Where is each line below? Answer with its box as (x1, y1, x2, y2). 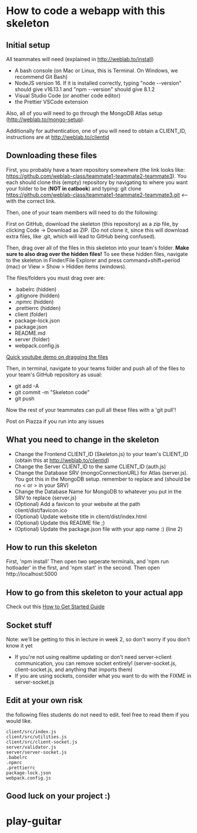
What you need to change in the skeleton (6, 435, 159, 445)
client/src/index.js (6, 728, 57, 735)
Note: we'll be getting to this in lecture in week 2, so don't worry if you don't (6, 636, 190, 643)
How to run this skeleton (6, 542, 97, 552)
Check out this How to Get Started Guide (6, 603, 105, 610)
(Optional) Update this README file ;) (14, 519, 105, 526)
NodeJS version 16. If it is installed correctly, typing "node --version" (14, 79, 182, 86)
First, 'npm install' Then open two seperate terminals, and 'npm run (6, 558, 169, 565)
